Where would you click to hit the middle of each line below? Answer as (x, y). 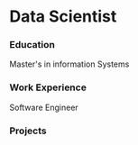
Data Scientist (63, 17)
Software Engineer (44, 107)
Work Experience (48, 87)
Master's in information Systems (69, 64)
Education (32, 45)
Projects (28, 131)
